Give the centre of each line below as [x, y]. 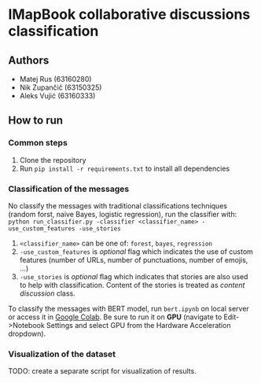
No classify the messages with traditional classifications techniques [118, 205]
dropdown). [27, 333]
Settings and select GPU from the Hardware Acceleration [138, 325]
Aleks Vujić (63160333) [57, 96]
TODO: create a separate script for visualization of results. [102, 371]
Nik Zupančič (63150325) [61, 87]
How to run [36, 121]
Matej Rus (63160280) [55, 79]
